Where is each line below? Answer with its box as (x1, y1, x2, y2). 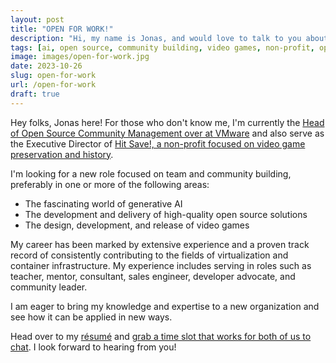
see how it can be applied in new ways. (10, 311, 173, 323)
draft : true (10, 89, 60, 99)
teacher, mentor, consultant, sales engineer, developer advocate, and (10, 270, 296, 282)
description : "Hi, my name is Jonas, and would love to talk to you (10, 33, 302, 43)
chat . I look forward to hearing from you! (10, 341, 177, 353)
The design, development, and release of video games (24, 219, 250, 231)
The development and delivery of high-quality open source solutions (24, 208, 308, 220)
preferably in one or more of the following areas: (10, 178, 210, 190)
